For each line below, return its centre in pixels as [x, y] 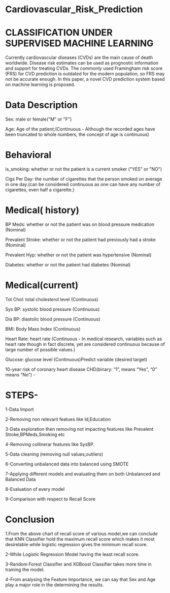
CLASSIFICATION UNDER [59, 33]
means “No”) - [20, 374]
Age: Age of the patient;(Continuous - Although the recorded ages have [80, 129]
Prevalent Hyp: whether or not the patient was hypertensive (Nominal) [78, 255]
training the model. [25, 569]
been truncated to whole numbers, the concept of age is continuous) [77, 135]
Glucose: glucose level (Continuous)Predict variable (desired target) [76, 359]
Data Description [42, 105]
